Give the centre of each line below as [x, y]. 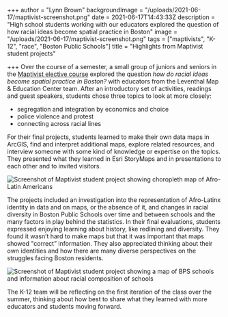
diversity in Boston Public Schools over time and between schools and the [111, 214]
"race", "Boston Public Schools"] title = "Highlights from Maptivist [111, 46]
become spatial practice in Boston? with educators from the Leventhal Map [113, 81]
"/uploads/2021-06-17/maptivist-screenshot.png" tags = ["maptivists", [106, 39]
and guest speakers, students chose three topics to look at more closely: [109, 96]
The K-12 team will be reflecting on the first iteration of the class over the [110, 292]
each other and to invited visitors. [54, 166]
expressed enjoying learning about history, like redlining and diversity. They [113, 229]
